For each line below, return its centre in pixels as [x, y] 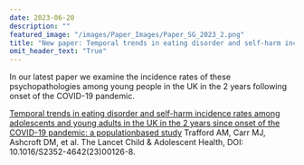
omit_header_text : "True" [58, 51]
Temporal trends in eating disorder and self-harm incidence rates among [145, 114]
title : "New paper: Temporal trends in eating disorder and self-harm [145, 43]
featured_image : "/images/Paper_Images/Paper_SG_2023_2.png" [127, 34]
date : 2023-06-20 [42, 18]
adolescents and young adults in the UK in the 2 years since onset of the [145, 124]
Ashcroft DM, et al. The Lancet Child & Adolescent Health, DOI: [127, 142]
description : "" [40, 26]
